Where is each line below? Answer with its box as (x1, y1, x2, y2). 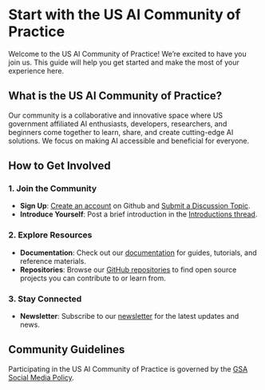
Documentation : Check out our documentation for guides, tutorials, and (19, 248, 257, 257)
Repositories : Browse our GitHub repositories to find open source (19, 265, 237, 274)
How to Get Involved (8, 159, 111, 173)
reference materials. (19, 256, 86, 265)
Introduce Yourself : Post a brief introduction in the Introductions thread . (19, 209, 258, 219)
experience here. (8, 66, 65, 75)
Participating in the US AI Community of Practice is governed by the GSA (8, 364, 248, 373)
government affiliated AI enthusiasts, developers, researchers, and (8, 118, 227, 129)
